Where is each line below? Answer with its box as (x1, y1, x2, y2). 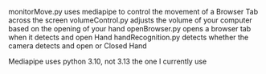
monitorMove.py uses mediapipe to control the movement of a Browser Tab (8, 7, 259, 16)
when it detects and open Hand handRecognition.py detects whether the (8, 32, 249, 42)
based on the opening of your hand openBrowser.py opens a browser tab (8, 24, 252, 33)
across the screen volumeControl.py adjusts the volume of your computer (8, 15, 253, 25)
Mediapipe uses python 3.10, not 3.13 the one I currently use (8, 56, 207, 66)
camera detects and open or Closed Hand (8, 41, 147, 51)
